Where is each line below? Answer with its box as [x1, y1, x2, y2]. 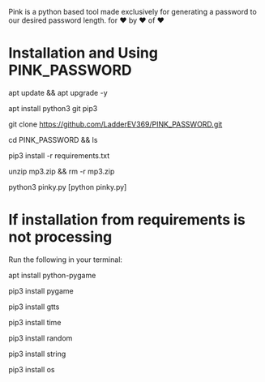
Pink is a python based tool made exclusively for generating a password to [8, 7, 257, 16]
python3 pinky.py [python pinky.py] [8, 182, 127, 191]
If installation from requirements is [8, 211, 246, 230]
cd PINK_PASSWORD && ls [8, 135, 98, 144]
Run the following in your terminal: [8, 255, 123, 264]
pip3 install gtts [8, 302, 60, 311]
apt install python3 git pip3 [8, 103, 98, 113]
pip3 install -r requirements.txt [8, 150, 110, 161]
